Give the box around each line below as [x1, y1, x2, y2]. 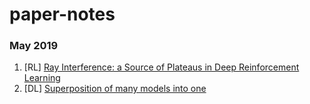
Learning [23, 72, 61, 84]
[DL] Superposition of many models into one [23, 83, 207, 95]
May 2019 [9, 39, 59, 53]
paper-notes [9, 3, 116, 26]
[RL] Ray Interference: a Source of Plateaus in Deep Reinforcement [23, 61, 300, 73]
